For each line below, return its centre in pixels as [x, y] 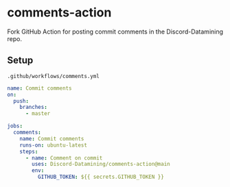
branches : [34, 108]
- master [38, 114]
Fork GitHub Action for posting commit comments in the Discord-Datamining [115, 32]
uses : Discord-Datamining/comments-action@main [101, 164]
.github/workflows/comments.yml [53, 76]
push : [21, 101]
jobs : [15, 126]
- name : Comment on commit [64, 158]
